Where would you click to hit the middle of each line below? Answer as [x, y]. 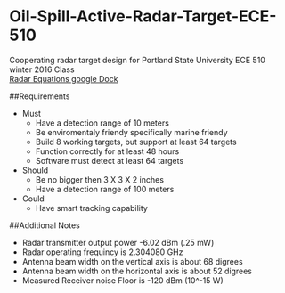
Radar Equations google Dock [64, 78]
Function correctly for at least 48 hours [107, 151]
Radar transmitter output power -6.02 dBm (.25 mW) [118, 242]
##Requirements [40, 96]
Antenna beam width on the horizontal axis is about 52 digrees [137, 271]
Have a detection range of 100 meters [105, 189]
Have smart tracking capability [92, 208]
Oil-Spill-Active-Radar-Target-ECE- [143, 16]
